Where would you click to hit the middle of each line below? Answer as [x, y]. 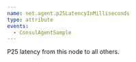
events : [18, 26]
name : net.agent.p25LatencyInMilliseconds [68, 13]
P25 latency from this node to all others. [63, 52]
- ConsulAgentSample [42, 32]
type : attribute [30, 20]
